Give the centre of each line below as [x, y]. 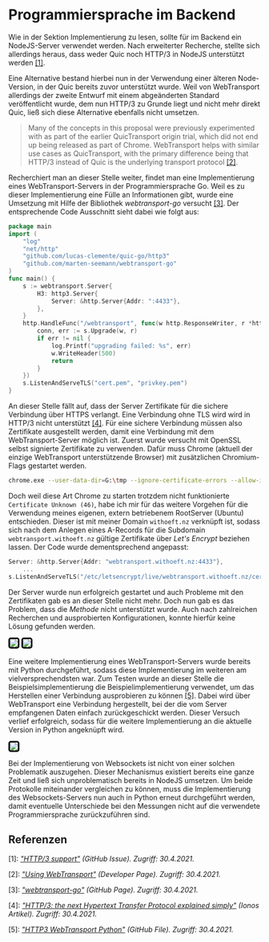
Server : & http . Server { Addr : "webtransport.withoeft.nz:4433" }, [116, 561]
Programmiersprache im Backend [122, 15]
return [62, 361]
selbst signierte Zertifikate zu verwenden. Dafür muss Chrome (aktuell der [131, 449]
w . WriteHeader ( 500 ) [83, 353]
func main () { [32, 279]
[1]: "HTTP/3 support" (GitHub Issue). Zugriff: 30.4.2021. [101, 859]
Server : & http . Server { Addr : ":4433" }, [116, 301]
